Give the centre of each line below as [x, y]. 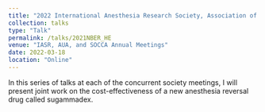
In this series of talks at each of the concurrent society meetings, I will [123, 82]
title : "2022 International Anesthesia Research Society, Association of [133, 15]
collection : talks [38, 23]
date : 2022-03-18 [37, 52]
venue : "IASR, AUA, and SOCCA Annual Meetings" [88, 45]
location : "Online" [40, 60]
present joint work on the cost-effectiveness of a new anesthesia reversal [129, 91]
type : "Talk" [30, 30]
